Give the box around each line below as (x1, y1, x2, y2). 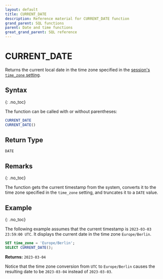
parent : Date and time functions (5, 25, 73, 30)
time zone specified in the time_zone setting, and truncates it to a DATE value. (5, 189, 158, 195)
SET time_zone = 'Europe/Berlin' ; (5, 241, 75, 245)
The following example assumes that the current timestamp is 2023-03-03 (5, 226, 152, 232)
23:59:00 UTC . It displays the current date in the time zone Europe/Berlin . (5, 231, 152, 237)
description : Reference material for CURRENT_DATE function (5, 16, 130, 21)
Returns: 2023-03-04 (5, 254, 46, 260)
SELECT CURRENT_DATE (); (5, 245, 54, 250)
